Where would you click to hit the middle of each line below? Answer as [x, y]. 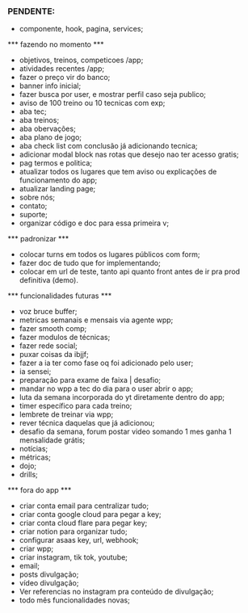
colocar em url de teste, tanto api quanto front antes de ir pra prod [129, 271]
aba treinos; [39, 120]
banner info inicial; [50, 86]
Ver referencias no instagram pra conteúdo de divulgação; [116, 592]
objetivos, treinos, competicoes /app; [81, 60]
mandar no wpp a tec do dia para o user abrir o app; [106, 388]
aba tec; [33, 111]
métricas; [35, 457]
